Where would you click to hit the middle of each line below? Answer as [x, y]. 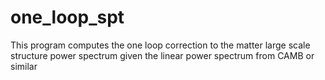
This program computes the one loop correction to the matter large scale [160, 45]
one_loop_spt [67, 17]
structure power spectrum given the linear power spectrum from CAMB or [162, 55]
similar [24, 66]
